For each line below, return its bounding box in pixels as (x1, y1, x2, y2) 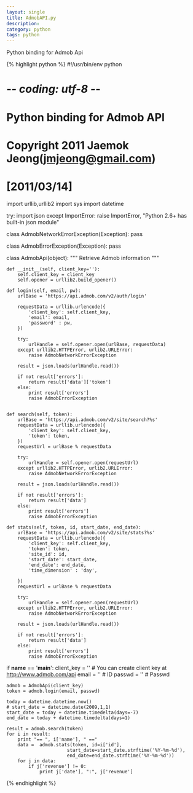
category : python (6, 26, 51, 33)
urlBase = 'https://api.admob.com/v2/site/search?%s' (17, 416, 158, 423)
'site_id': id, (28, 551, 68, 557)
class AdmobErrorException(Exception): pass (6, 242, 122, 250)
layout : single (6, 9, 45, 15)
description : (6, 20, 40, 26)
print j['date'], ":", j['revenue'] (39, 768, 133, 775)
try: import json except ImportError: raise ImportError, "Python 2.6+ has (6, 211, 187, 219)
